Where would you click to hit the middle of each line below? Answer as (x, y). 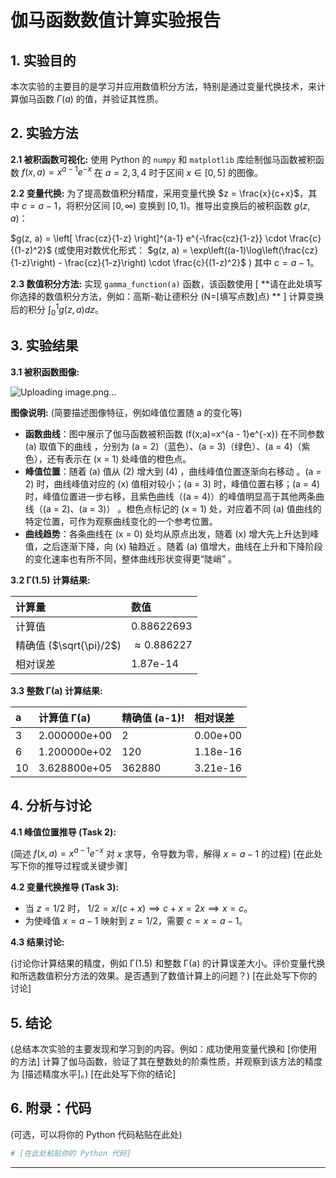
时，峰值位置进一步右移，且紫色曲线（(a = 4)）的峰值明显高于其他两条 (170, 496)
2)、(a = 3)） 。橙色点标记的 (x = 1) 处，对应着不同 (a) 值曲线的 (191, 508)
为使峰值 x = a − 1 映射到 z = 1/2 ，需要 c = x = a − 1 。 (136, 921)
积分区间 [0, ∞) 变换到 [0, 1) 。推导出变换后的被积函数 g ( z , (192, 206)
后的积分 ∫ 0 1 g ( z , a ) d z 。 (57, 310)
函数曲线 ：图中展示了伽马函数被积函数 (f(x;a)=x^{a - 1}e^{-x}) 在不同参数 (174, 433)
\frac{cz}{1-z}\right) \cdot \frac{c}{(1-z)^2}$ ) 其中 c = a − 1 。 (192, 263)
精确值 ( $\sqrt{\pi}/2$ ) (68, 645)
